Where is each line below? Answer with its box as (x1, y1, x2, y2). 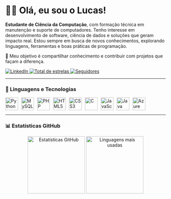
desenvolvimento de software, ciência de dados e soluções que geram (5, 32, 154, 38)
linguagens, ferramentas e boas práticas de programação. (5, 43, 127, 49)
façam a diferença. (5, 58, 45, 64)
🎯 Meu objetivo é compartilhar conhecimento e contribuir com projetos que (5, 53, 163, 59)
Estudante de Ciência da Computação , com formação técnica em (5, 21, 144, 27)
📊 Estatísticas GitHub (5, 122, 61, 129)
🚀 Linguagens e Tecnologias (5, 86, 76, 93)
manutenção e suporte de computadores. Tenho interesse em (5, 26, 135, 33)
